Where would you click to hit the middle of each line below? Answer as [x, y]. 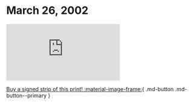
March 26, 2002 [47, 11]
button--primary [27, 95]
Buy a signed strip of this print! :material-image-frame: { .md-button [90, 89]
